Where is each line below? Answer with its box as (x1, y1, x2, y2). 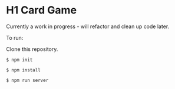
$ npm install (6, 67, 41, 73)
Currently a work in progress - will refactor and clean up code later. (6, 23, 170, 30)
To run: (6, 34, 24, 41)
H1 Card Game (6, 4, 77, 17)
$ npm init (6, 57, 33, 63)
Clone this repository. (6, 45, 58, 53)
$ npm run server (6, 77, 49, 83)
